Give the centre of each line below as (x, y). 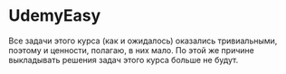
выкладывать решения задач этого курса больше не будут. (124, 60)
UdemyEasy (55, 16)
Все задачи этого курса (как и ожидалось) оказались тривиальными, (143, 41)
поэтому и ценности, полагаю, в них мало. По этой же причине (131, 50)
